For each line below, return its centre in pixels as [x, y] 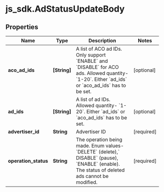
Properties [22, 27]
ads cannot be [92, 176]
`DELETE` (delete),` [98, 152]
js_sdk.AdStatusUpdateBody [65, 9]
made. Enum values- [100, 146]
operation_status [28, 161]
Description [102, 41]
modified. [87, 182]
